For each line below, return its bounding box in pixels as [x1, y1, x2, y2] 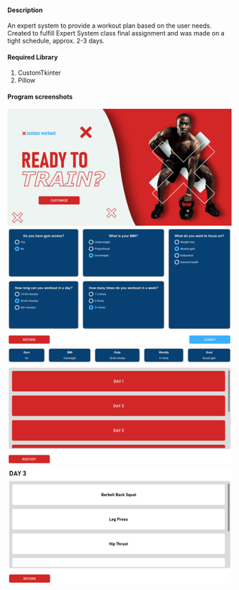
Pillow [17, 76, 36, 85]
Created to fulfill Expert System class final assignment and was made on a [7, 29, 225, 38]
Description [7, 6, 43, 14]
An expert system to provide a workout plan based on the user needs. [7, 21, 212, 30]
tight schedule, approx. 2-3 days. [7, 36, 105, 45]
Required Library [7, 53, 58, 61]
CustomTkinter [17, 68, 62, 77]
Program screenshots [7, 92, 73, 101]
